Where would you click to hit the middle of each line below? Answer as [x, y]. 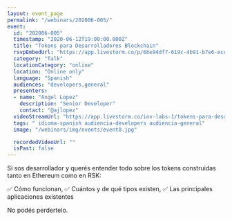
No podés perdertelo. [38, 210]
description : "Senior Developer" [68, 104]
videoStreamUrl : [37, 116]
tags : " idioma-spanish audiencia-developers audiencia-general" [109, 123]
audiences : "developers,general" [61, 85]
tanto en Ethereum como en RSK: [54, 176]
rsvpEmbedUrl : [33, 53]
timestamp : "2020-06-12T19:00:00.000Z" [71, 39]
